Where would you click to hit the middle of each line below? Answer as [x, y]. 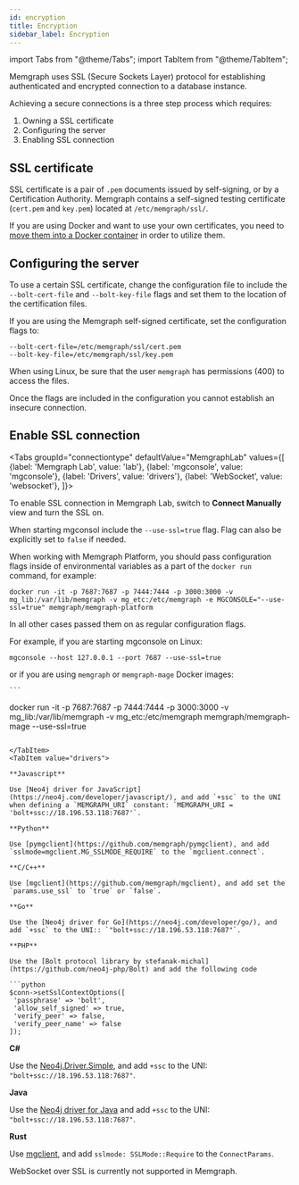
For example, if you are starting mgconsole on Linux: [106, 641]
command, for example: [53, 575]
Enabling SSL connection [68, 140]
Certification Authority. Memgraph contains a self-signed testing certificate [147, 199]
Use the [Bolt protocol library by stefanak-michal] [109, 961]
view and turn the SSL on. [57, 512]
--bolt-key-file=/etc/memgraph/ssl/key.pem [91, 355]
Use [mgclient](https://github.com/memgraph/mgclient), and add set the [147, 883]
